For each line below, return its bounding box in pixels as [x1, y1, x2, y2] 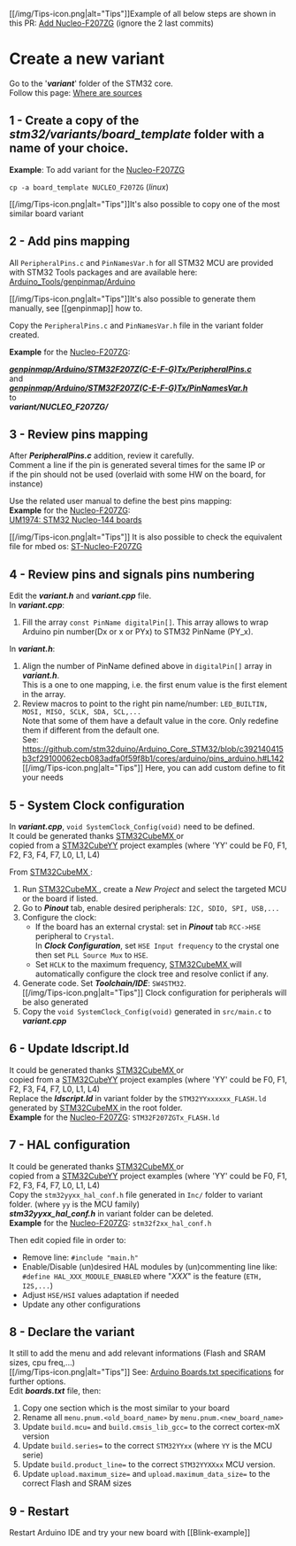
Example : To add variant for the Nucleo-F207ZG [9, 164, 186, 175]
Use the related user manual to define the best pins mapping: [9, 496, 232, 507]
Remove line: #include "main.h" [21, 1252, 139, 1262]
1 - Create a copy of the [9, 113, 140, 128]
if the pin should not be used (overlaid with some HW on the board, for [9, 470, 267, 480]
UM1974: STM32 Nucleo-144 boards [9, 515, 142, 525]
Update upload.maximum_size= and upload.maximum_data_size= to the [21, 1469, 271, 1480]
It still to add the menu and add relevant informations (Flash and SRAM [9, 1348, 267, 1359]
